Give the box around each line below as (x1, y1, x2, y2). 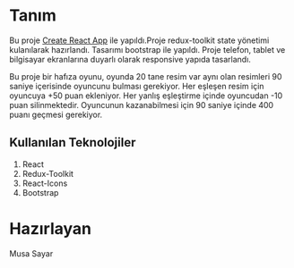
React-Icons (22, 178, 68, 188)
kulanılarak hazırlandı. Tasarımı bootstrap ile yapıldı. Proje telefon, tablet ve (9, 44, 286, 54)
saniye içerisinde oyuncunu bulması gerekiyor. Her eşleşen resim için (9, 80, 264, 91)
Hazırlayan (9, 218, 92, 239)
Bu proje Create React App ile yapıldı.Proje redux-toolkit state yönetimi (9, 35, 270, 46)
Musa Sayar (9, 247, 54, 259)
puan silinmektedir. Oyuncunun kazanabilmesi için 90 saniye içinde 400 (9, 99, 274, 110)
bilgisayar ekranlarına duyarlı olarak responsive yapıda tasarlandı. (9, 54, 251, 64)
